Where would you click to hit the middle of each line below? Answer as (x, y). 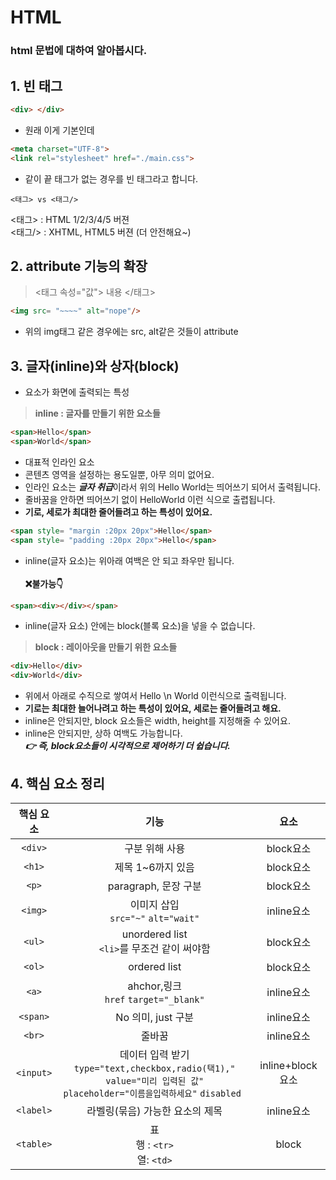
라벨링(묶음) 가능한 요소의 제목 (154, 1111)
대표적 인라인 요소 (59, 462)
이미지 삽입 (154, 904)
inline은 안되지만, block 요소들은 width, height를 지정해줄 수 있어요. (157, 721)
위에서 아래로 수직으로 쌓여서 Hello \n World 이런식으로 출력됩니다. (155, 696)
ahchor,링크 (154, 986)
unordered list (154, 934)
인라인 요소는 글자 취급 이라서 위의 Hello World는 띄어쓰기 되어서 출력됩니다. (172, 487)
